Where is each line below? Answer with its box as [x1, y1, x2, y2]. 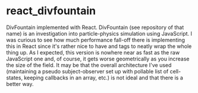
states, [6, 74, 23, 81]
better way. [6, 80, 34, 87]
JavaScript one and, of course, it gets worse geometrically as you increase [6, 55, 190, 62]
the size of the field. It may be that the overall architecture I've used [6, 61, 172, 69]
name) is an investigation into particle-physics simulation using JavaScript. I [6, 30, 192, 37]
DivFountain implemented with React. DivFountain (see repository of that [6, 24, 184, 31]
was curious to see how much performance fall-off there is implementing [6, 36, 186, 43]
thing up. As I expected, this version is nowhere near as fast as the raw [6, 49, 180, 56]
